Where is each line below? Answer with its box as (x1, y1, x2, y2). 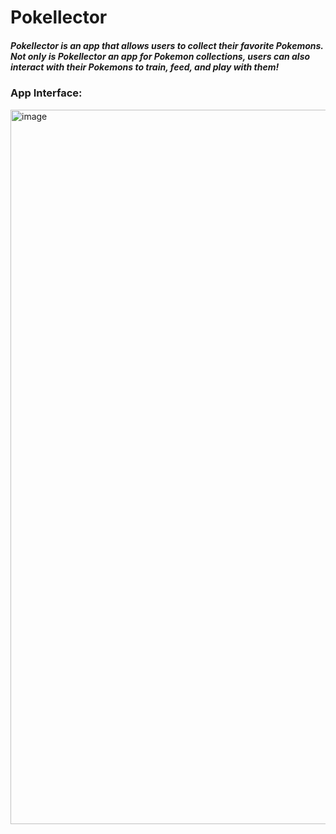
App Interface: (10, 86, 83, 100)
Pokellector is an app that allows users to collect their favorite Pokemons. (10, 39, 324, 51)
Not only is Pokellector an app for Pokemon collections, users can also (10, 50, 311, 62)
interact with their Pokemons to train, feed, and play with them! (10, 61, 280, 73)
